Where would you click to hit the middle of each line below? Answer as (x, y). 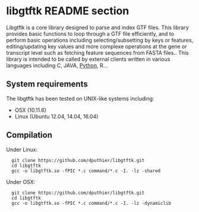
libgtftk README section (68, 11)
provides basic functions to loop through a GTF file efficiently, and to (90, 33)
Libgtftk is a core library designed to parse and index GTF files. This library (97, 27)
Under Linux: (22, 149)
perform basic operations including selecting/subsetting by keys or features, (100, 40)
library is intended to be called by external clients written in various (88, 59)
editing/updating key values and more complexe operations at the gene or (97, 46)
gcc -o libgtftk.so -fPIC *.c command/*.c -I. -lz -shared (86, 171)
